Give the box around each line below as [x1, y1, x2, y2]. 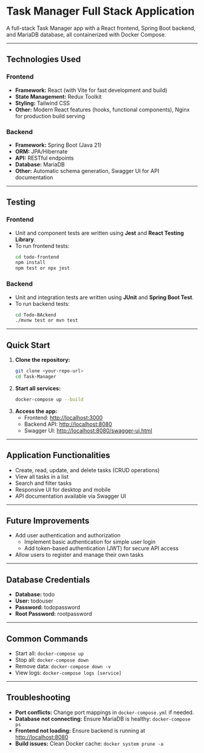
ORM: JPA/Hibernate [15, 147, 68, 155]
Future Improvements [6, 515, 90, 526]
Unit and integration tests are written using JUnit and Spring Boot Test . [15, 294, 194, 301]
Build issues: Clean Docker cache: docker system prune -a [15, 740, 164, 747]
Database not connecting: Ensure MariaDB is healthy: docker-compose [15, 715, 191, 723]
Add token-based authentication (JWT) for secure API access [24, 545, 179, 552]
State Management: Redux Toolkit [15, 93, 102, 100]
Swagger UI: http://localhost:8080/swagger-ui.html [24, 426, 153, 434]
